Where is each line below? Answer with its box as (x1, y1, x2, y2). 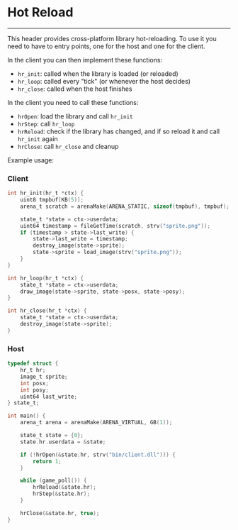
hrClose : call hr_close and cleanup (17, 142, 119, 150)
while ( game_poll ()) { (20, 477, 87, 485)
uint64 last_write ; (20, 393, 78, 400)
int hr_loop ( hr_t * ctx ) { (7, 275, 84, 282)
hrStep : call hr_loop (17, 119, 75, 128)
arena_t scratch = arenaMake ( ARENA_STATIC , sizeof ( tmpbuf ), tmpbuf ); (20, 203, 230, 210)
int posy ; (20, 386, 50, 394)
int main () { (7, 412, 46, 419)
